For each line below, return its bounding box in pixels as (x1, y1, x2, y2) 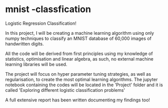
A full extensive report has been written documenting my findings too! (5, 97, 150, 103)
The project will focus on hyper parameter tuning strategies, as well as (5, 71, 151, 77)
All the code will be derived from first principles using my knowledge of (5, 50, 153, 57)
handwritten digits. (5, 40, 44, 46)
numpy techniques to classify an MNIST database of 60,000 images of (5, 35, 152, 41)
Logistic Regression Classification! (5, 20, 76, 26)
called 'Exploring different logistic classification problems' (5, 87, 125, 93)
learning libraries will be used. (5, 61, 67, 67)
